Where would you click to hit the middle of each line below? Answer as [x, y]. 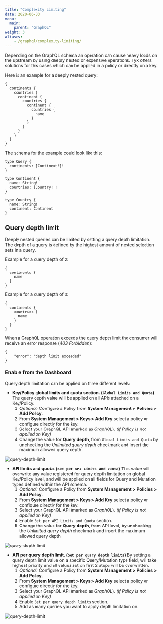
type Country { [20, 200]
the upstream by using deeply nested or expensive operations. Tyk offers [78, 60]
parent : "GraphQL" [32, 28]
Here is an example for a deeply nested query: [52, 75]
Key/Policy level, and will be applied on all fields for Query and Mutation [84, 479]
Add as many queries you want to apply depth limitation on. [79, 606]
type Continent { [23, 178]
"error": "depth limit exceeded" [48, 356]
